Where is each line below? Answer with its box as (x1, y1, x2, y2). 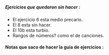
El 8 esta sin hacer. (12, 21, 51, 27)
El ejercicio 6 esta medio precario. (12, 16, 83, 22)
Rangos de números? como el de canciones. (12, 32, 104, 38)
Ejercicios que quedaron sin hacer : (5, 4, 80, 10)
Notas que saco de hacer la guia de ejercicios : (5, 44, 104, 50)
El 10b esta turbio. (12, 27, 50, 33)
